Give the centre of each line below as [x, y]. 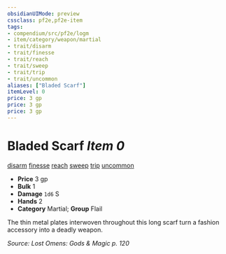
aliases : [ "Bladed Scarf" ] [47, 85]
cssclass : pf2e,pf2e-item [45, 20]
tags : [15, 27]
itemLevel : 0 [26, 92]
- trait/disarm [29, 46]
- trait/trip [26, 72]
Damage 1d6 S [38, 194]
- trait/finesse [31, 53]
